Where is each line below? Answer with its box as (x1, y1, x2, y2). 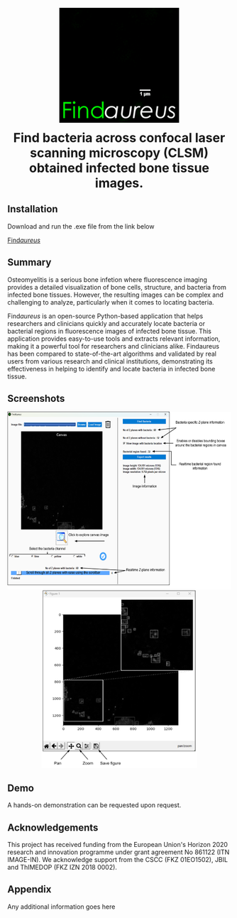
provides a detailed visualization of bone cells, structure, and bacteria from (7, 283, 227, 291)
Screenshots (7, 393, 65, 405)
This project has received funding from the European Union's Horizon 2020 (7, 841, 228, 849)
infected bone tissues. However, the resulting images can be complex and (7, 290, 224, 299)
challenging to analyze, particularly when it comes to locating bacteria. (7, 297, 214, 306)
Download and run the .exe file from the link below (7, 222, 155, 231)
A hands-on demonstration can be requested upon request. (7, 801, 182, 809)
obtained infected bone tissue (29, 160, 209, 176)
